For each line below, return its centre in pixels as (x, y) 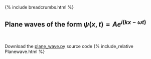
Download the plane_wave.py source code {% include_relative (69, 46)
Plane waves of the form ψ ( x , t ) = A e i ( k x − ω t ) (75, 24)
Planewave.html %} (25, 51)
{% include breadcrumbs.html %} (39, 7)
